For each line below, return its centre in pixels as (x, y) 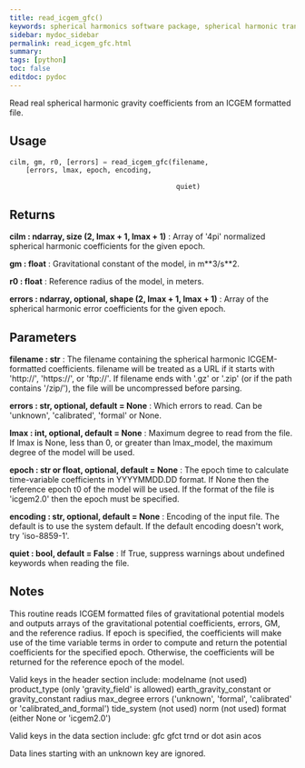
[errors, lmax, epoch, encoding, (89, 170)
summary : (26, 52)
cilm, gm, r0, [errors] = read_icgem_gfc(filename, (109, 162)
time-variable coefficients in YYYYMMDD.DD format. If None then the (139, 479)
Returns (33, 214)
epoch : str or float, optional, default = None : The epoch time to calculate (149, 470)
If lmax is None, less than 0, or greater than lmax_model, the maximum (141, 443)
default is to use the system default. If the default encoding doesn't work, (147, 526)
